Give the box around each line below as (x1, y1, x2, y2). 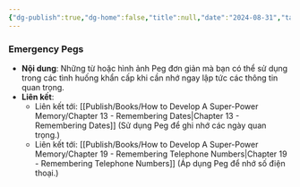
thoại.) (34, 167, 59, 178)
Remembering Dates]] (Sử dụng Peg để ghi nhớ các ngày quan (34, 120, 267, 131)
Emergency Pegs (8, 42, 84, 55)
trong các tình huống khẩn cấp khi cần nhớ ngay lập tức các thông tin (21, 72, 279, 83)
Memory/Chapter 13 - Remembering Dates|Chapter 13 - (34, 110, 240, 121)
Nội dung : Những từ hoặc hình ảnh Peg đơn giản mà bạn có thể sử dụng (21, 63, 288, 73)
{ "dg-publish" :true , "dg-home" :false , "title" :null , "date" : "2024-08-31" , (8, 13, 281, 22)
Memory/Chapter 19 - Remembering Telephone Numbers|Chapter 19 (34, 149, 287, 159)
